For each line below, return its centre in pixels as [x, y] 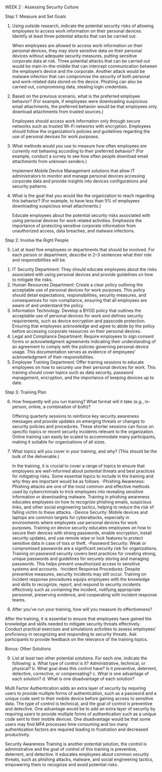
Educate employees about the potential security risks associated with [81, 215]
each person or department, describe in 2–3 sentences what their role [82, 255]
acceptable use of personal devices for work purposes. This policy [79, 290]
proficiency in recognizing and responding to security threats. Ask [71, 634]
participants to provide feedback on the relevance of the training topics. [77, 639]
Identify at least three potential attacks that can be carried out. [74, 36]
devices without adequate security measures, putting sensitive [74, 56]
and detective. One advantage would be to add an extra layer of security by [80, 709]
